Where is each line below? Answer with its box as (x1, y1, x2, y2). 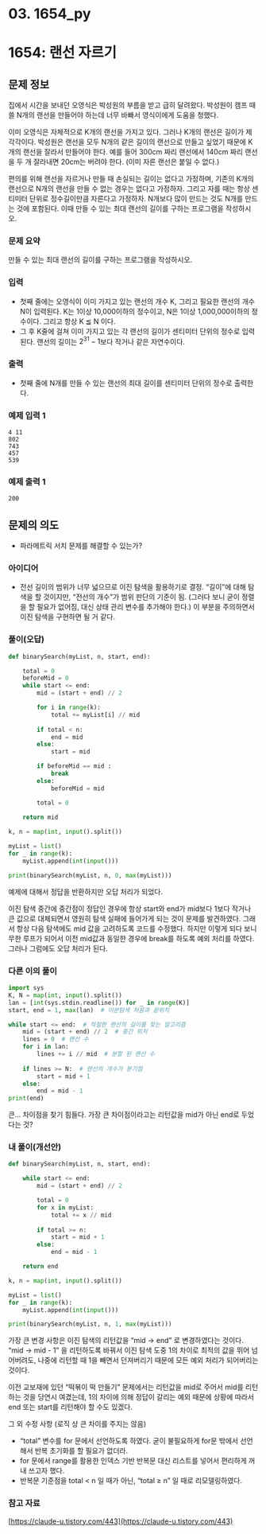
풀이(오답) (8, 634, 45, 645)
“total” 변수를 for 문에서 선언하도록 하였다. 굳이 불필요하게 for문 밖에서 (19, 1436, 239, 1446)
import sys (8, 984, 44, 992)
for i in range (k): (37, 703, 102, 712)
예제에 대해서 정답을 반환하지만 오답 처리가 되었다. (8, 886, 164, 896)
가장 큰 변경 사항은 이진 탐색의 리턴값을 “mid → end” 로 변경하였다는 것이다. (8, 1336, 244, 1345)
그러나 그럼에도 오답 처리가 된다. (8, 944, 109, 953)
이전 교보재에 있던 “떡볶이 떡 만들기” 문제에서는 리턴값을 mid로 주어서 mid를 (8, 1382, 244, 1392)
